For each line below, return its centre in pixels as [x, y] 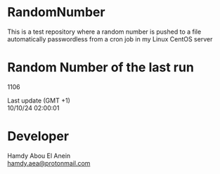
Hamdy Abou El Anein [39, 156]
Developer [38, 136]
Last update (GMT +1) [39, 100]
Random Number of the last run [101, 68]
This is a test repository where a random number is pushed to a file [104, 32]
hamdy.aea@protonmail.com [49, 163]
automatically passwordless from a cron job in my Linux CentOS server [110, 39]
